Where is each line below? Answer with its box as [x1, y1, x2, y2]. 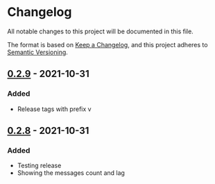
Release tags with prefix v [17, 105, 92, 113]
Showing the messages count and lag [17, 169, 125, 177]
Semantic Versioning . [7, 48, 68, 56]
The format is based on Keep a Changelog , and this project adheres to [7, 40, 208, 49]
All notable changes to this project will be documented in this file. [7, 27, 194, 35]
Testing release [17, 161, 62, 170]
